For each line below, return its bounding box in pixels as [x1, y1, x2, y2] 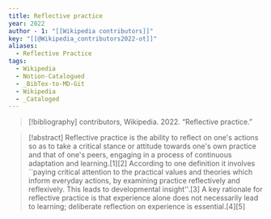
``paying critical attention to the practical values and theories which [28, 167, 253, 177]
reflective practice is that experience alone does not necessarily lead [28, 193, 259, 203]
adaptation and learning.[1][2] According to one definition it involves [28, 159, 256, 169]
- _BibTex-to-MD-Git [15, 79, 85, 88]
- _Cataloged [15, 95, 60, 103]
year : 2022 [8, 19, 45, 28]
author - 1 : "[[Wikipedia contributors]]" [8, 27, 154, 35]
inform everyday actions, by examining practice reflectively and [28, 176, 240, 186]
